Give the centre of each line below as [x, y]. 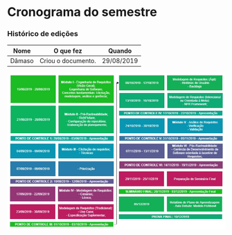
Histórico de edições [43, 34]
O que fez [68, 51]
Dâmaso [22, 61]
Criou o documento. [68, 61]
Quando [120, 51]
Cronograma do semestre [82, 12]
